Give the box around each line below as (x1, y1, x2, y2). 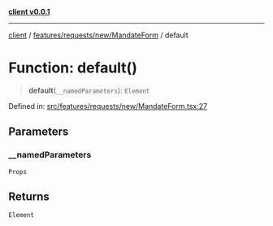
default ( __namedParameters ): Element (28, 85, 150, 95)
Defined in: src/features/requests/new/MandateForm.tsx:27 (8, 101, 208, 111)
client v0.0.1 (8, 7, 50, 16)
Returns (8, 190, 50, 204)
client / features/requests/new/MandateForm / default (8, 30, 188, 40)
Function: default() (8, 59, 138, 77)
